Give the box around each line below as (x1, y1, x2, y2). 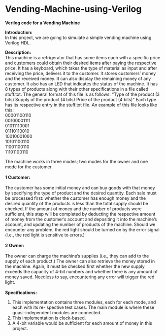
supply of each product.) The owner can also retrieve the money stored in (5, 258, 155, 264)
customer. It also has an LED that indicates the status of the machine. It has (5, 80, 158, 87)
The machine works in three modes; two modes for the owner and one (5, 158, 148, 164)
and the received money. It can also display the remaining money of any (5, 75, 151, 81)
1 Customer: (5, 174, 31, 180)
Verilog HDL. (5, 39, 31, 45)
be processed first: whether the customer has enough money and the (5, 195, 146, 201)
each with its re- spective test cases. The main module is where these (12, 304, 155, 310)
